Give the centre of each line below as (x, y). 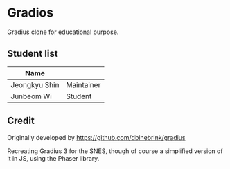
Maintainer (83, 84)
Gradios (30, 13)
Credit (21, 121)
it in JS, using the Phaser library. (53, 158)
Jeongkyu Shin (35, 84)
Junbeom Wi (31, 96)
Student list (33, 54)
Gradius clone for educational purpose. (63, 32)
